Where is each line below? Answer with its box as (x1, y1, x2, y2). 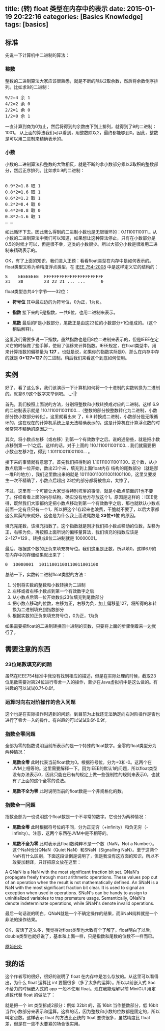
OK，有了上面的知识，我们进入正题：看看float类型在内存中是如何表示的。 (5, 258, 154, 264)
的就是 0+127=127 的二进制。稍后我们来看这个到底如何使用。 (5, 354, 130, 360)
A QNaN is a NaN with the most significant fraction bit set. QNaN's (5, 869, 139, 875)
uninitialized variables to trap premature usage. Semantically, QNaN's (5, 895, 146, 901)
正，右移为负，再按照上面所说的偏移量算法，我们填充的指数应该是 (5, 529, 138, 535)
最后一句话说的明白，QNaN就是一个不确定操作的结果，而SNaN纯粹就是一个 (5, 911, 158, 916)
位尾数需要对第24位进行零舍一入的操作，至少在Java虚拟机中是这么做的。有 (5, 679, 158, 685)
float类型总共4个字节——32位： (5, 288, 70, 294)
